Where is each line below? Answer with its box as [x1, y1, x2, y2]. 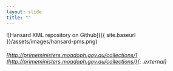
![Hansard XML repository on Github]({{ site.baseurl [6, 31, 136, 38]
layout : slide [6, 8, 42, 15]
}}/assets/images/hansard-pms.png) [6, 38, 98, 45]
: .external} [139, 58, 167, 66]
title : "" [6, 15, 32, 21]
